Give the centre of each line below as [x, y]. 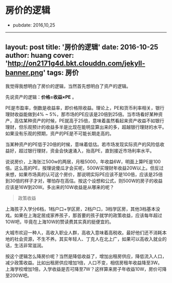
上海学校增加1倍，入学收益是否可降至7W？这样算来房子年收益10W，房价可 [84, 269]
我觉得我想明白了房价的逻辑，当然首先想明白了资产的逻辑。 [68, 86]
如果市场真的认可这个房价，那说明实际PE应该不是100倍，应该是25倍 [91, 174]
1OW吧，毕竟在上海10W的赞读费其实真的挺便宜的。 [60, 222]
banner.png [24, 73]
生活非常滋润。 [30, 245]
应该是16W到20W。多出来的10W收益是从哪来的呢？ [60, 187]
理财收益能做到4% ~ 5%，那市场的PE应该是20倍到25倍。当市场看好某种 [82, 114]
